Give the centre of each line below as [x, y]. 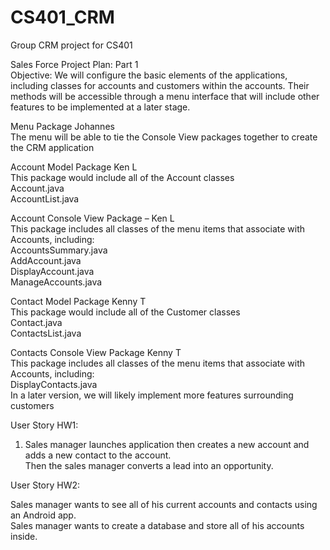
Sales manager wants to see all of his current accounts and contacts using [164, 504]
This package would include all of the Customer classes [125, 312]
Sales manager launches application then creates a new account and [167, 444]
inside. [24, 536]
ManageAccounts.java [56, 282]
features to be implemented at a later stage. [100, 107]
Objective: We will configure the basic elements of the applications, [149, 75]
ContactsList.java [46, 333]
